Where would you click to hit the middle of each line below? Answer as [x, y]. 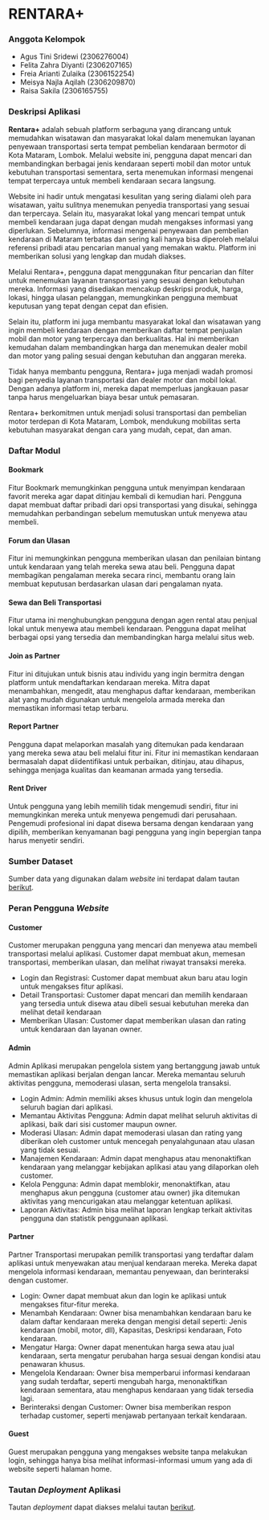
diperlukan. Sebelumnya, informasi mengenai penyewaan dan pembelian [128, 230]
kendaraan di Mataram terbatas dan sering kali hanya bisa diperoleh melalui [133, 239]
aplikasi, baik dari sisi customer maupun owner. [98, 1124]
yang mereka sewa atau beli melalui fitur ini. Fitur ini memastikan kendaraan [134, 753]
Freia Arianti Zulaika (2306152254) [77, 74]
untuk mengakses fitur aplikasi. [71, 986]
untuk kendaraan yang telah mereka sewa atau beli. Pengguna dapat [122, 567]
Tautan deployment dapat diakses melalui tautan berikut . [102, 1507]
